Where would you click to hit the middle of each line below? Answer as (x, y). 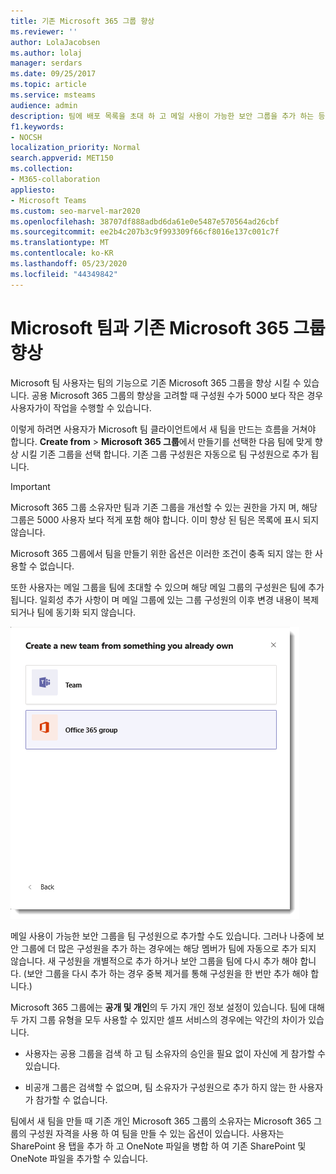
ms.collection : (42, 169)
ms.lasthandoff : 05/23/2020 (69, 264)
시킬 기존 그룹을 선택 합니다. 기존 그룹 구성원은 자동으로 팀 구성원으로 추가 (164, 454)
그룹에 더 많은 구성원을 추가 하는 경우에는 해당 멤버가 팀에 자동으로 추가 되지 (168, 948)
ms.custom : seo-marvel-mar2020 (75, 211)
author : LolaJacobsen (55, 42)
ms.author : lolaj (46, 53)
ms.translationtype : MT (60, 243)
